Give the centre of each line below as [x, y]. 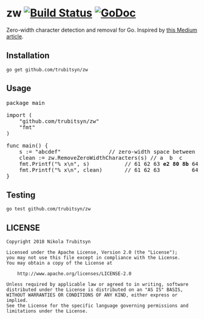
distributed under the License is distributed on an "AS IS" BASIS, [95, 290]
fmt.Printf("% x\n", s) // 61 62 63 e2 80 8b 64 [109, 164]
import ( [19, 115]
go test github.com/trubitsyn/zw [49, 209]
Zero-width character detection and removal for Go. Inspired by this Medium [102, 30]
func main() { [27, 145]
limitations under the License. [47, 311]
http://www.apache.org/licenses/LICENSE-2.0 [74, 274]
